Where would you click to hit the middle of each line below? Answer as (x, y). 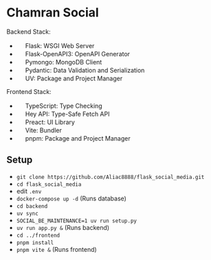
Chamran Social (53, 13)
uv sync (27, 213)
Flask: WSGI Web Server (60, 45)
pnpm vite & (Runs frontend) (56, 249)
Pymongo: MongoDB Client (64, 62)
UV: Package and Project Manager (74, 78)
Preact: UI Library (50, 122)
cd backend (32, 206)
